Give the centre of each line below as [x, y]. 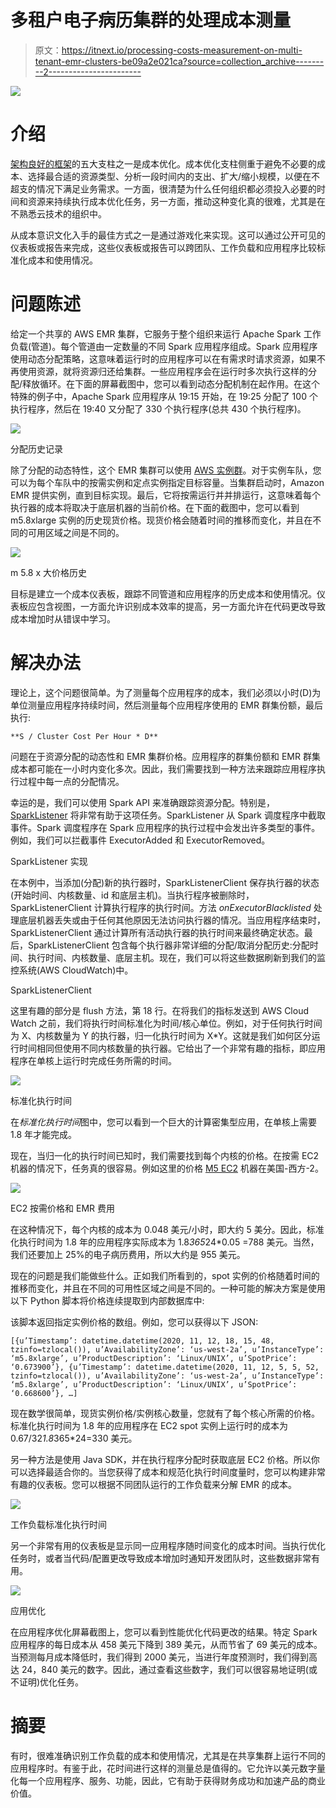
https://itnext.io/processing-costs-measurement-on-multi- [182, 50]
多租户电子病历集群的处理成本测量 [151, 20]
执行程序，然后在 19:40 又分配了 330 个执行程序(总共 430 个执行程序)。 [158, 408]
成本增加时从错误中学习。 [63, 618]
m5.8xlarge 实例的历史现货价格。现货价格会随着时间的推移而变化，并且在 [161, 520]
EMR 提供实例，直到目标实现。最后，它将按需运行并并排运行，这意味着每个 [166, 495]
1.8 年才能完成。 [44, 1134]
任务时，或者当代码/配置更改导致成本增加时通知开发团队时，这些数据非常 [161, 1558]
